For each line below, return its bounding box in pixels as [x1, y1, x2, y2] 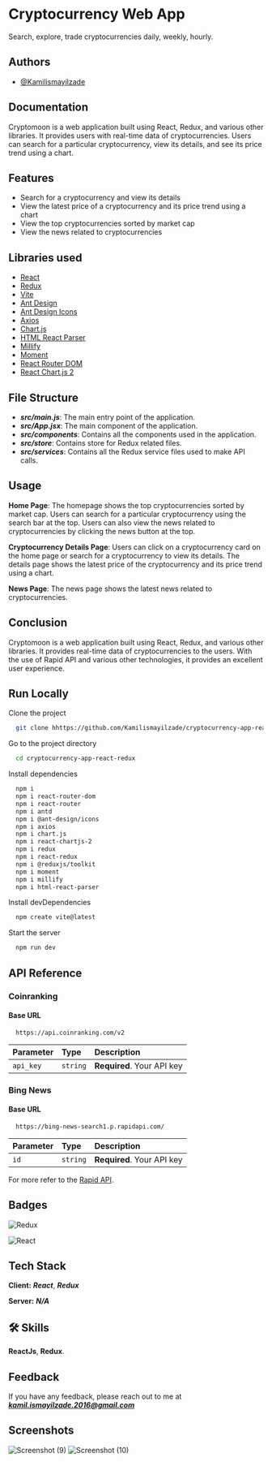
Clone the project [8, 708, 66, 718]
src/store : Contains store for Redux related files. [19, 438, 182, 447]
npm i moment [15, 868, 60, 876]
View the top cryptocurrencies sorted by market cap [19, 218, 196, 228]
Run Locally [8, 687, 69, 701]
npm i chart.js [15, 830, 67, 839]
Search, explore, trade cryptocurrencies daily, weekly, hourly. [8, 32, 214, 41]
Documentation [8, 101, 89, 114]
